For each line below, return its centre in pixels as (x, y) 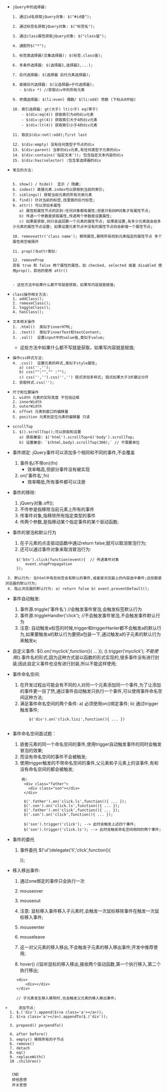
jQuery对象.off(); (37, 503)
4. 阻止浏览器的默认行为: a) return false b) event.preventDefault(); (78, 589)
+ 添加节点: (20, 1008)
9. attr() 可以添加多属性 (37, 205)
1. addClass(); (28, 299)
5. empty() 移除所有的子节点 (37, 1040)
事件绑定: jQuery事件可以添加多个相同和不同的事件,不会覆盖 (74, 452)
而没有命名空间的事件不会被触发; (53, 757)
